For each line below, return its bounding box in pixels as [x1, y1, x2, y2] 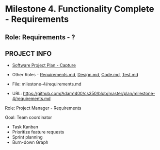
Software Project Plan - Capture [12, 62, 76, 68]
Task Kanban [12, 124, 39, 130]
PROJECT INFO [5, 50, 52, 58]
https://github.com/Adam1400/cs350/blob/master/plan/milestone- [23, 91, 155, 97]
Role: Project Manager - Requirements [5, 105, 81, 111]
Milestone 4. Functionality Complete [5, 3, 154, 15]
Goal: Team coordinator [5, 115, 52, 120]
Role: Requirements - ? [5, 33, 75, 41]
